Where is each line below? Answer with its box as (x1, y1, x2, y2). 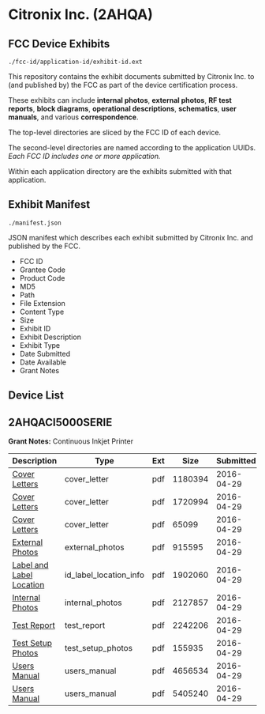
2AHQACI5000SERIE (8, 415, 113, 429)
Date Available (19, 357, 67, 367)
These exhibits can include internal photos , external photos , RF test (8, 96, 233, 104)
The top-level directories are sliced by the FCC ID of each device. (8, 128, 222, 137)
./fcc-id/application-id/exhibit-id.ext (8, 58, 144, 66)
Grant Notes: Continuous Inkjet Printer (8, 436, 134, 446)
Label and (12, 560, 49, 571)
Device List (8, 389, 65, 402)
